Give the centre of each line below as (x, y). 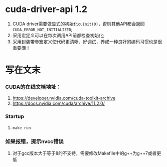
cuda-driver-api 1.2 (46, 9)
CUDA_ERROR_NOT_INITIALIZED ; (42, 29)
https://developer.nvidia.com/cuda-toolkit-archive (64, 98)
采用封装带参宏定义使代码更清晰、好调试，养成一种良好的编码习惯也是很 (87, 42)
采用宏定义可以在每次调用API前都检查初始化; (58, 35)
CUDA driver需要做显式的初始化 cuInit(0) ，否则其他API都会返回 (78, 24)
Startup (15, 116)
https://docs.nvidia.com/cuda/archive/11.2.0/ (59, 103)
